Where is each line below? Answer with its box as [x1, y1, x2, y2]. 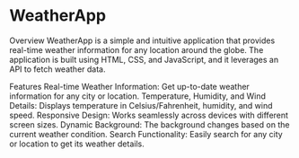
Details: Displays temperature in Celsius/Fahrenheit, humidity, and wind [9, 100, 273, 110]
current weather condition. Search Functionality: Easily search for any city [9, 128, 283, 139]
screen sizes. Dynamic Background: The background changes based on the [9, 118, 290, 130]
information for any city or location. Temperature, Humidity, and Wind [9, 91, 267, 101]
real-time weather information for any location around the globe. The [9, 44, 264, 55]
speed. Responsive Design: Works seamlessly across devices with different [9, 110, 289, 120]
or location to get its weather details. [9, 138, 145, 149]
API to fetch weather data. [9, 64, 106, 75]
